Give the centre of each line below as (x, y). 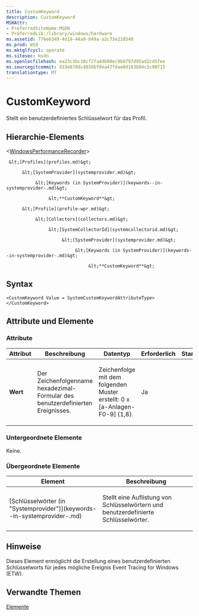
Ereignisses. (54, 410)
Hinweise (24, 547)
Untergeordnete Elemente (44, 438)
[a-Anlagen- (117, 406)
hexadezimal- (57, 388)
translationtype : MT (32, 72)
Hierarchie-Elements (45, 137)
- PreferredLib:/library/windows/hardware (59, 34)
